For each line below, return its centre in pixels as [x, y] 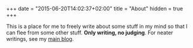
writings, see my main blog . [40, 39]
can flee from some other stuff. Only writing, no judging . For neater [90, 33]
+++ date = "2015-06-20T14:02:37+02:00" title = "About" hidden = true [95, 9]
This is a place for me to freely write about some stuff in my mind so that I [97, 26]
